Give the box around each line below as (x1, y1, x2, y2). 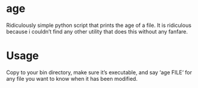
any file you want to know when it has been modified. (6, 75, 138, 82)
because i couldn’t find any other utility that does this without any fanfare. (6, 28, 188, 35)
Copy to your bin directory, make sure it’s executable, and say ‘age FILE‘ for (6, 68, 193, 76)
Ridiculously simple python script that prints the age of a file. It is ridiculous (6, 22, 191, 29)
